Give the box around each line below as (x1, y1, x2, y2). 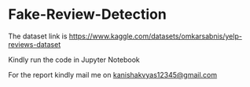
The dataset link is (8, 31, 68, 41)
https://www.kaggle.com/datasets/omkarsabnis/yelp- (68, 31, 242, 41)
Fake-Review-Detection (8, 5, 167, 24)
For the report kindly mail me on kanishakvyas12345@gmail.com (8, 70, 218, 79)
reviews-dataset (8, 39, 61, 49)
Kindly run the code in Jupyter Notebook (8, 55, 140, 64)
